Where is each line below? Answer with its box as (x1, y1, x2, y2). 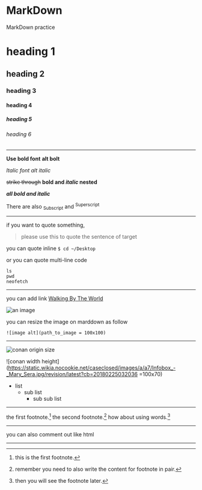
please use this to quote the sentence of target (20, 233, 137, 240)
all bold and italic (6, 190, 50, 197)
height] (41, 358, 60, 365)
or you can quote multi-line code (6, 257, 87, 264)
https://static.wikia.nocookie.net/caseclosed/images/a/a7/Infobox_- (8, 364, 176, 371)
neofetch (6, 278, 28, 285)
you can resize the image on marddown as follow (6, 318, 128, 325)
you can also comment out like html (6, 430, 94, 438)
